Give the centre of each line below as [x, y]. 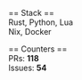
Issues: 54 [28, 68]
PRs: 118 [24, 58]
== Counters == [38, 49]
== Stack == [32, 13]
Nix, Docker [30, 32]
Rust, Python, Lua [41, 22]
